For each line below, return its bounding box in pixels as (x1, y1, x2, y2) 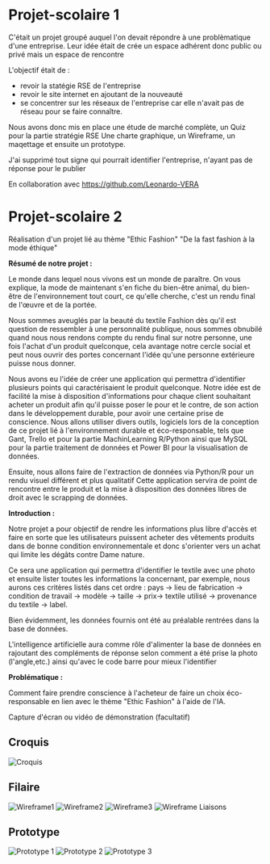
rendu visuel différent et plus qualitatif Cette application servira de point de (8, 475, 258, 485)
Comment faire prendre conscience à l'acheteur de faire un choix (8, 688, 226, 698)
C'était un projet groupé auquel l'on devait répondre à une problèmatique (8, 32, 251, 42)
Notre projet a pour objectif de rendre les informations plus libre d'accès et (8, 523, 257, 534)
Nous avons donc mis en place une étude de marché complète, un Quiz (8, 122, 246, 132)
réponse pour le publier (8, 163, 86, 173)
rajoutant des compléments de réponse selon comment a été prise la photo (8, 648, 258, 657)
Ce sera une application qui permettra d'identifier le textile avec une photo (8, 565, 255, 575)
